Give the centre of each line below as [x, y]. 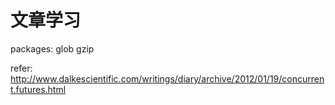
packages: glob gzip [52, 48]
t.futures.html [38, 89]
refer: [21, 68]
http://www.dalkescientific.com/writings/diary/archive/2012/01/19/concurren [167, 78]
